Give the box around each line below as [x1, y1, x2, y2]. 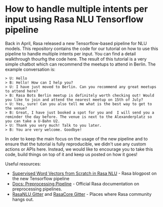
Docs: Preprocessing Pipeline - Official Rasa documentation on [12, 181, 140, 186]
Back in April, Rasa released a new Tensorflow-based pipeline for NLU [5, 40, 147, 46]
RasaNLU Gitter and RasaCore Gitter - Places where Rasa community [12, 191, 152, 197]
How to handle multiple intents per [5, 3, 148, 15]
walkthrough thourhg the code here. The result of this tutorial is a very [5, 56, 147, 62]
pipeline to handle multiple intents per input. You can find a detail [5, 50, 136, 57]
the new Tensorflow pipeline [12, 175, 70, 182]
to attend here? [5, 89, 38, 93]
